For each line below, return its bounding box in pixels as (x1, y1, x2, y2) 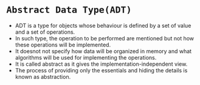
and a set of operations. (15, 28, 75, 36)
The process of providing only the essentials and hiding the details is (15, 66, 188, 74)
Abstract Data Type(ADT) (6, 4, 132, 16)
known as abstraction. (15, 73, 71, 80)
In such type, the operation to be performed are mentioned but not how (15, 34, 195, 42)
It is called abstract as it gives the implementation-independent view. (15, 60, 188, 68)
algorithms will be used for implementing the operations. (15, 54, 157, 61)
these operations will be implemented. (15, 41, 111, 48)
